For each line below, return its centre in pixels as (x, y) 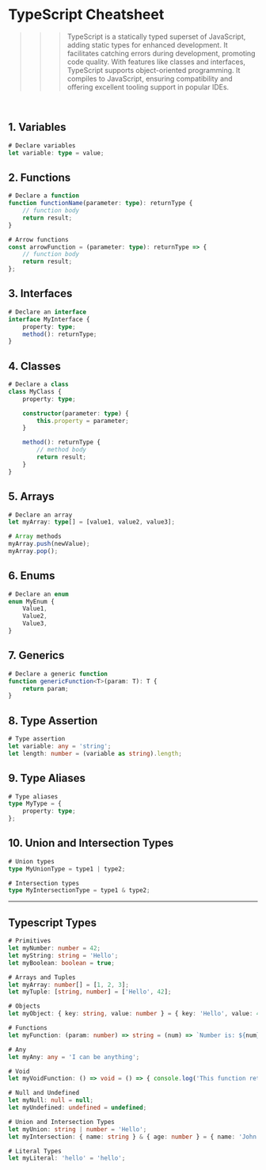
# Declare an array (40, 515)
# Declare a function (44, 196)
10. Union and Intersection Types (91, 843)
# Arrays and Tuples (42, 977)
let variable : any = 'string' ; (60, 746)
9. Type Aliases (47, 778)
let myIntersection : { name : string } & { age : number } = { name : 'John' (134, 1137)
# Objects (25, 1006)
